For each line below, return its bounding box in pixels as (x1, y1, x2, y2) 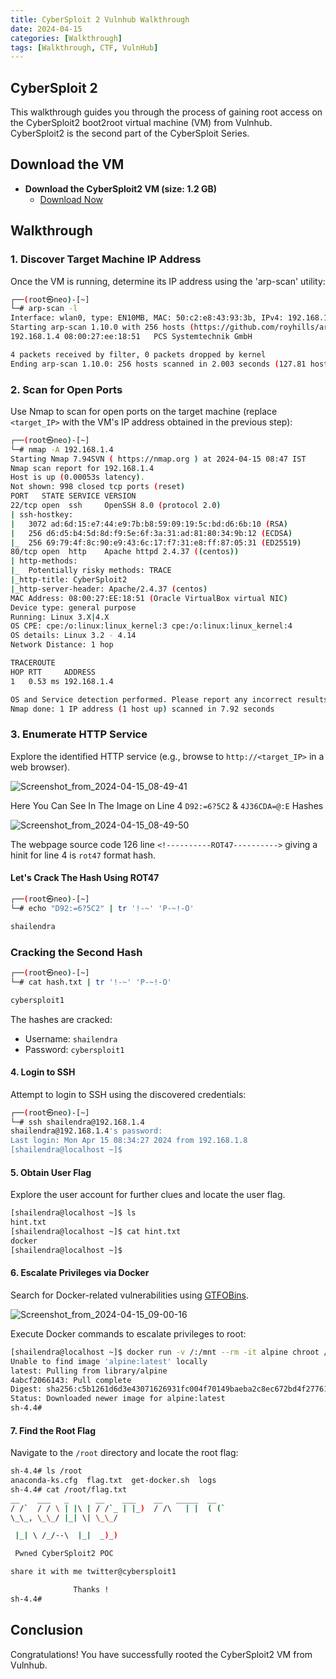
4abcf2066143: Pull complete (10, 1375, 132, 1385)
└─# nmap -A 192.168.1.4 (10, 444, 114, 455)
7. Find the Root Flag (10, 1424, 96, 1436)
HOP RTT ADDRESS (10, 667, 97, 677)
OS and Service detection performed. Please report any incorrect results (10, 694, 329, 705)
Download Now (39, 193, 104, 205)
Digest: (10, 1384, 43, 1395)
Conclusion (10, 1622, 84, 1639)
